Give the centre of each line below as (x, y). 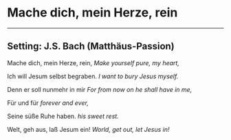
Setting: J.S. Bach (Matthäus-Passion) (91, 46)
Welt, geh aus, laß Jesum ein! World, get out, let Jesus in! (88, 129)
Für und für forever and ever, (48, 103)
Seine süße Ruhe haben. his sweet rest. (63, 116)
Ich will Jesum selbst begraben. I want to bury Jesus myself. (93, 76)
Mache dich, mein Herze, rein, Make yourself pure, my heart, (93, 62)
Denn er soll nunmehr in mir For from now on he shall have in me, (100, 89)
